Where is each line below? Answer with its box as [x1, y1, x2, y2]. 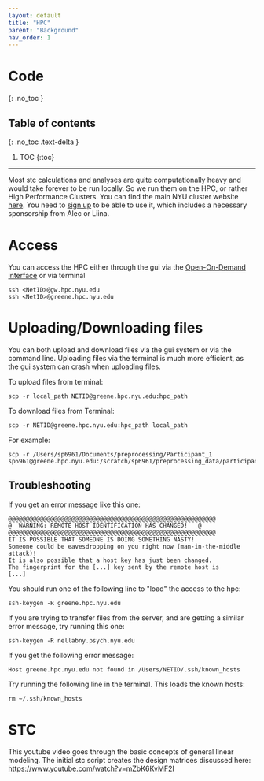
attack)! [8, 549, 37, 557]
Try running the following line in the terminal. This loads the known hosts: [8, 679, 245, 689]
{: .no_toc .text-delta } [8, 137, 79, 147]
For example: [8, 435, 51, 444]
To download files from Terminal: [8, 406, 115, 415]
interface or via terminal [8, 270, 86, 280]
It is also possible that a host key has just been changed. [8, 556, 213, 564]
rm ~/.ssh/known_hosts [8, 694, 82, 702]
